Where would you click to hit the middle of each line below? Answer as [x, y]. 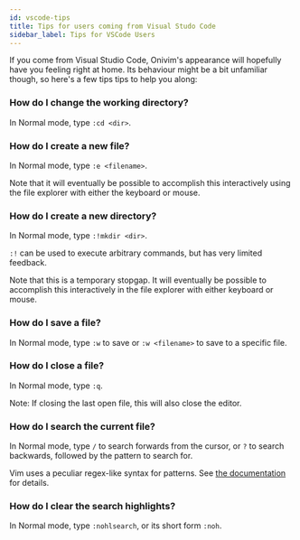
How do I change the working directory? [99, 103]
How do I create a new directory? [83, 216]
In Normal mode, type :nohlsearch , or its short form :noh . [116, 526]
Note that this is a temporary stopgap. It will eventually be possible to [138, 280]
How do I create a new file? [70, 145]
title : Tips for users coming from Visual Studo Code [113, 26]
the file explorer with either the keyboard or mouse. [105, 192]
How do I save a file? [55, 323]
